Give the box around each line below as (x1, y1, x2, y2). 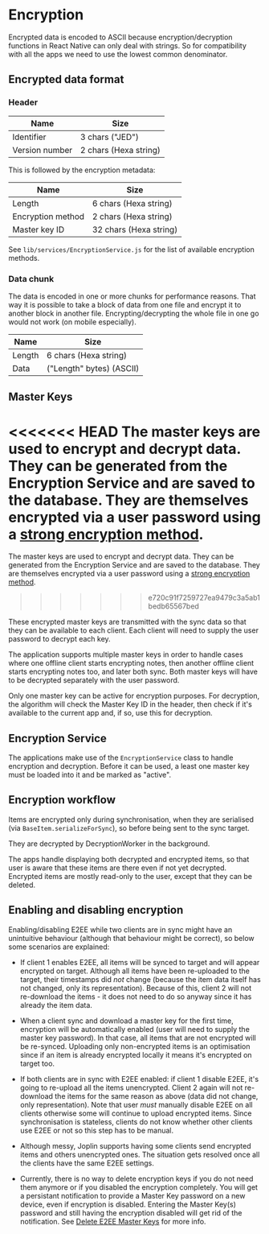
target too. (19, 1059, 55, 1068)
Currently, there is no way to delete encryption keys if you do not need (19, 1174, 254, 1183)
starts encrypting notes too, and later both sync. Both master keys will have (8, 667, 259, 677)
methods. (8, 253, 40, 262)
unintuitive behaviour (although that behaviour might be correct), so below (8, 933, 255, 943)
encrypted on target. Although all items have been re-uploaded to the (19, 966, 251, 976)
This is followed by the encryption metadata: (8, 165, 156, 175)
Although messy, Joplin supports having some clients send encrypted (19, 1141, 251, 1150)
